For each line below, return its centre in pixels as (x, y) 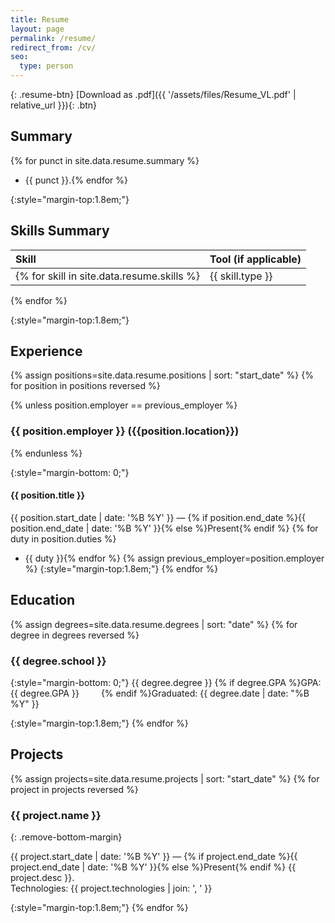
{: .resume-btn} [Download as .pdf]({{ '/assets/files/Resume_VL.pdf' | (153, 94)
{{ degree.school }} (58, 661)
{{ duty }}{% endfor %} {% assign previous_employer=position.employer (174, 558)
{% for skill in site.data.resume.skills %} (107, 276)
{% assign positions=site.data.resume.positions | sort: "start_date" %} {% (162, 375)
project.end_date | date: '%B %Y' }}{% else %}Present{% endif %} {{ (153, 867)
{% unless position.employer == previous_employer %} (124, 405)
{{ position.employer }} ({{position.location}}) (125, 431)
